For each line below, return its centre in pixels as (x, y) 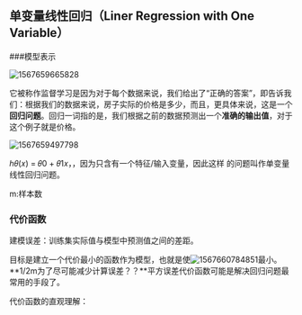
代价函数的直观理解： (49, 301)
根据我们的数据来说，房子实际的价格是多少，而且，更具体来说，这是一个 (159, 104)
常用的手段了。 (37, 283)
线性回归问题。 (37, 175)
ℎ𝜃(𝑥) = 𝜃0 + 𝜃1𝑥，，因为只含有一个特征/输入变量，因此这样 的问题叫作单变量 (150, 163)
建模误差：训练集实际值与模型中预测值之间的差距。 (104, 240)
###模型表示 (33, 56)
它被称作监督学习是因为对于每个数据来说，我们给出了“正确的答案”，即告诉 (147, 93)
